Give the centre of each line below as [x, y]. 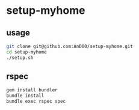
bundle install [25, 96]
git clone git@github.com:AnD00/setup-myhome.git [70, 46]
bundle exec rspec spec [36, 102]
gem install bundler [32, 90]
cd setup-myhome [26, 52]
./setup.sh [20, 58]
